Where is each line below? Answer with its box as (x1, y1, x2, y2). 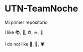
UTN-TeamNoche (4, 3, 78, 14)
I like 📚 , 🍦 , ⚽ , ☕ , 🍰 (4, 29, 43, 35)
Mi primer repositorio (4, 19, 48, 25)
